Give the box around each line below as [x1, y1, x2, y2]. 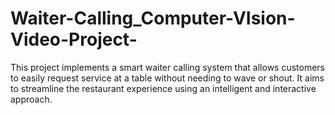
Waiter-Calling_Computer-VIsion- [10, 7, 296, 30]
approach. [10, 93, 53, 105]
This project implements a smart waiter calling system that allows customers [10, 61, 326, 73]
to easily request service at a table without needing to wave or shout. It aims [10, 72, 325, 84]
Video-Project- [10, 28, 138, 51]
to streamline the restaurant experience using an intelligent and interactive [10, 82, 317, 94]
